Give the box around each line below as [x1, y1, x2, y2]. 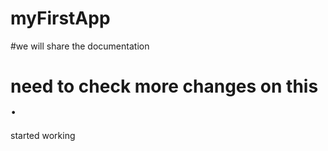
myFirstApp [10, 7, 111, 30]
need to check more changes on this [10, 75, 319, 98]
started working [10, 129, 76, 141]
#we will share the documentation [10, 40, 150, 52]
